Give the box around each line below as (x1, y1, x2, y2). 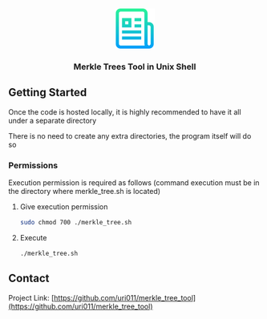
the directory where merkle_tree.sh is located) (8, 187, 161, 196)
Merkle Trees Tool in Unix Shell (73, 61, 196, 72)
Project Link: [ (8, 293, 55, 302)
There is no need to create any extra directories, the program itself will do (8, 131, 252, 140)
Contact (8, 272, 50, 285)
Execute (19, 232, 47, 242)
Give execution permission (19, 202, 108, 212)
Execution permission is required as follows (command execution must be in (8, 178, 260, 188)
